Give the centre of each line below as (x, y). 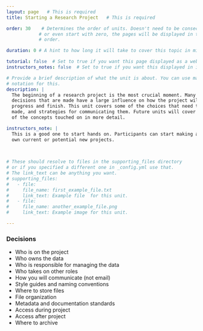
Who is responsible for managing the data (67, 265)
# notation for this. (34, 84)
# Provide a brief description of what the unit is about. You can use (98, 78)
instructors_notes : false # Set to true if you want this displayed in (100, 67)
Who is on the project (42, 252)
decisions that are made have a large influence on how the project (100, 100)
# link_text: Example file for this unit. (67, 195)
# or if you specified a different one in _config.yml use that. (90, 168)
